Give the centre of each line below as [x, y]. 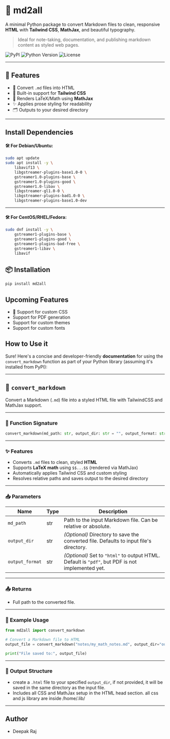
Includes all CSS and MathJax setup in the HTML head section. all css [85, 693]
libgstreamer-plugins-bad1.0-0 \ [50, 196]
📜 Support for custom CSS [40, 312]
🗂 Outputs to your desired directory [50, 110]
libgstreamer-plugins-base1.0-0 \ [51, 172]
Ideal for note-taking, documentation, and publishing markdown [84, 40]
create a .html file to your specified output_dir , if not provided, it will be [88, 682]
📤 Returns [18, 589]
